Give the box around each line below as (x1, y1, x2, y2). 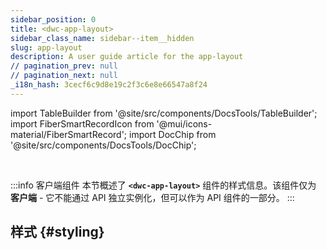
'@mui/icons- (156, 117, 213, 130)
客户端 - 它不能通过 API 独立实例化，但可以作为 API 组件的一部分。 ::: (10, 191, 295, 203)
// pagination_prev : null (10, 61, 118, 71)
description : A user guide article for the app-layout (10, 52, 244, 62)
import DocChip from (128, 128, 217, 140)
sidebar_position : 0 (10, 14, 97, 25)
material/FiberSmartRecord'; (10, 128, 128, 140)
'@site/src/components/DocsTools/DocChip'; (10, 139, 197, 151)
